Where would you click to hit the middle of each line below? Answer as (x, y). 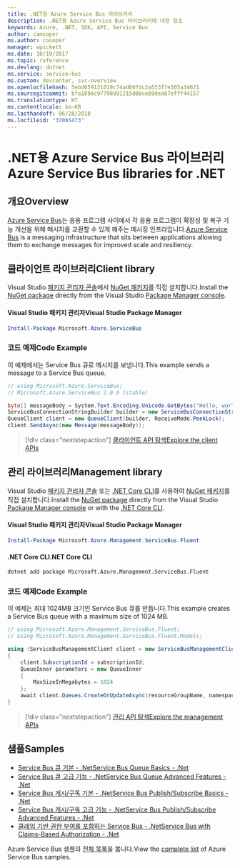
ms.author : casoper (36, 41)
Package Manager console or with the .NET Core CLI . (86, 507)
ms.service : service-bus (44, 74)
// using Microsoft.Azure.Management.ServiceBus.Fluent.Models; (105, 637)
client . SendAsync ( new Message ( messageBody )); (76, 426)
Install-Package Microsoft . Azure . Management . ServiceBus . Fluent (104, 541)
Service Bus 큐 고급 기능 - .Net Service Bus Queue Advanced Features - (122, 777)
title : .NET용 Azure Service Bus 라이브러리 (70, 14)
